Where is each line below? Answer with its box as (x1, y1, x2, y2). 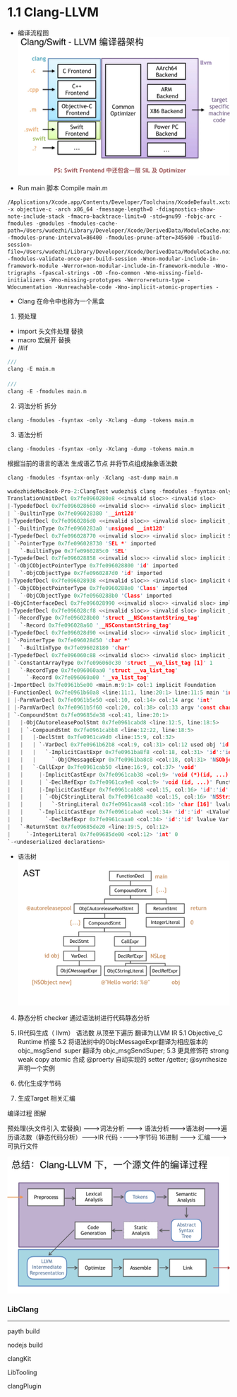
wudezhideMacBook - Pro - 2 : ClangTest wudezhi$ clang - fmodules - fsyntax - (7, 487, 219, 495)
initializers (7, 277, 46, 284)
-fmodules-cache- (67, 220, 119, 227)
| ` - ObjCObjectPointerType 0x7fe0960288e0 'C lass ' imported (7, 584, 188, 591)
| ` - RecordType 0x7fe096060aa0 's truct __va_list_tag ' (7, 666, 178, 674)
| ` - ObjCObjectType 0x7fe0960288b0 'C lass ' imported (7, 592, 172, 599)
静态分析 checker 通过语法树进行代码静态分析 (17, 1014, 150, 1022)
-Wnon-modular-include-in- (140, 255, 219, 262)
